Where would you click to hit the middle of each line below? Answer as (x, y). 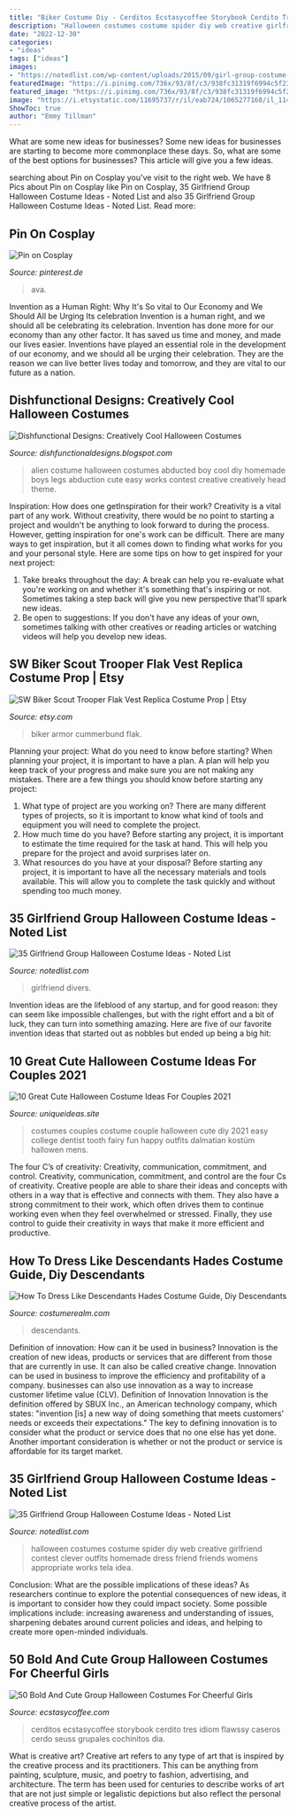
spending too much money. (72, 890)
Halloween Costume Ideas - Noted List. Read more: (103, 206)
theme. (44, 489)
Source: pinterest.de (46, 272)
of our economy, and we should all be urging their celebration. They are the (147, 353)
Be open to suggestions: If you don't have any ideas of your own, (141, 617)
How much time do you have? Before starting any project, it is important (153, 834)
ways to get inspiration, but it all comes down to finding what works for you (146, 544)
